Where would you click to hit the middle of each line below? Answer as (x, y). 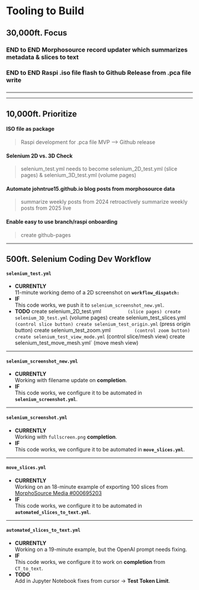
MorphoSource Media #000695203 (58, 493)
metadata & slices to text (42, 57)
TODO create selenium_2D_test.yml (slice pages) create (98, 312)
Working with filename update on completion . (71, 380)
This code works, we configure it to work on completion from (90, 562)
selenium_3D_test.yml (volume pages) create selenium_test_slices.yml (100, 318)
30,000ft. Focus (37, 33)
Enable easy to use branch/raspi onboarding (62, 222)
